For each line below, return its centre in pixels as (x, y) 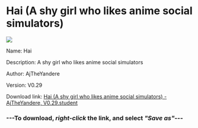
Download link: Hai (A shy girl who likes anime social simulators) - (87, 96)
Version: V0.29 (24, 85)
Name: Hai (19, 51)
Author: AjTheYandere (33, 73)
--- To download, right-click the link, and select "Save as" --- (95, 118)
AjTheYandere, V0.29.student (42, 103)
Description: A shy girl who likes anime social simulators (75, 62)
